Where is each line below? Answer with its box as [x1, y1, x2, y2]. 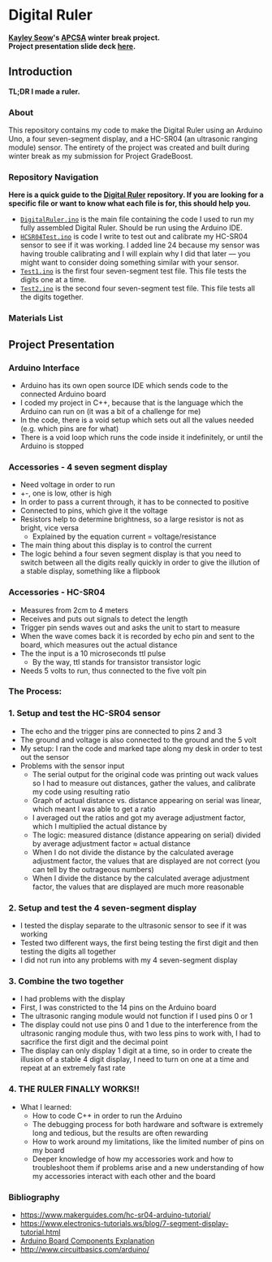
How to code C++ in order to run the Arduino [32, 1111, 183, 1120]
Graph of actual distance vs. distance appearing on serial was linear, [32, 795, 262, 805]
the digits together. [19, 292, 84, 302]
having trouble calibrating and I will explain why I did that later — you [19, 249, 251, 259]
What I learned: [19, 1102, 72, 1111]
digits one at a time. [19, 275, 87, 285]
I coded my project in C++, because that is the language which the [19, 397, 244, 408]
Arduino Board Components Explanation [19, 1235, 155, 1246]
